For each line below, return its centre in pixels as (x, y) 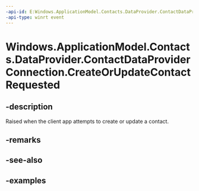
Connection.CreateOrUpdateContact (98, 72)
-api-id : (16, 12)
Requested (33, 85)
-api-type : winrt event (35, 17)
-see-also (24, 160)
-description (29, 107)
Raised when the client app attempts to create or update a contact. (87, 121)
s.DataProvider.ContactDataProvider (98, 59)
